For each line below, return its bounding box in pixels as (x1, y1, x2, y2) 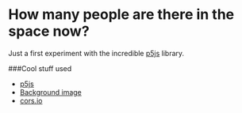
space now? (8, 22, 90, 40)
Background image (19, 87, 82, 96)
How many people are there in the (8, 6, 235, 24)
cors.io (19, 96, 43, 105)
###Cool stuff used (8, 63, 72, 73)
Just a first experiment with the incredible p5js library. (8, 48, 185, 58)
